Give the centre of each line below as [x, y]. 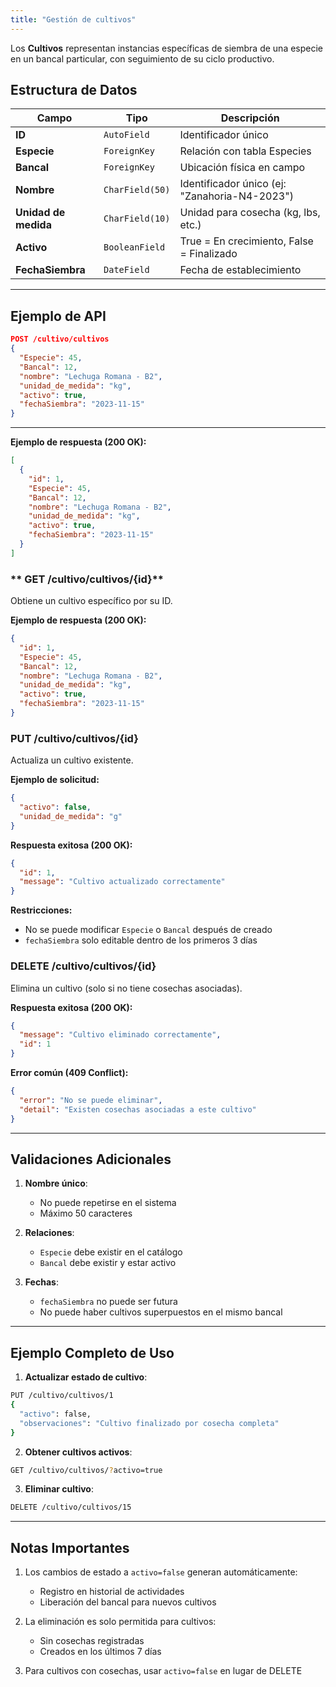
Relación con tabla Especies [245, 151]
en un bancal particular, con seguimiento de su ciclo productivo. [142, 58]
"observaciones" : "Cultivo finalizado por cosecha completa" [149, 1423]
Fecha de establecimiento [240, 270]
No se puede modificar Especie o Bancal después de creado [148, 930]
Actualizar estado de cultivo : [86, 1377]
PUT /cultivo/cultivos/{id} [74, 738]
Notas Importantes [70, 1547]
